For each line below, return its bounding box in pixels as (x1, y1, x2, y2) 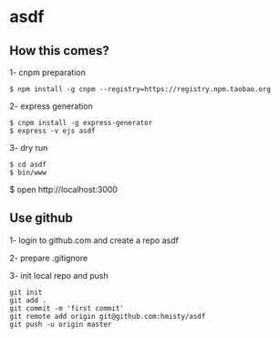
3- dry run (9, 143, 48, 153)
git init (9, 288, 43, 297)
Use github (9, 210, 73, 226)
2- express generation (9, 100, 93, 111)
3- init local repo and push (9, 269, 109, 280)
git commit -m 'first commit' (9, 303, 125, 312)
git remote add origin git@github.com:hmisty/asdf (9, 312, 206, 321)
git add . (9, 295, 47, 305)
